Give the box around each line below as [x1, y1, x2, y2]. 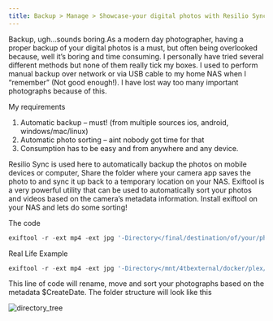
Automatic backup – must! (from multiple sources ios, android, [19, 117, 229, 127]
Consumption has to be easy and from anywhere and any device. [19, 143, 239, 153]
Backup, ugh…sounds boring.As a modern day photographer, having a [8, 34, 244, 44]
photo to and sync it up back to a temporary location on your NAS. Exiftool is [8, 176, 265, 186]
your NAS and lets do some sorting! [8, 202, 128, 212]
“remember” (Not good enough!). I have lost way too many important [8, 77, 239, 87]
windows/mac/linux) [19, 126, 89, 136]
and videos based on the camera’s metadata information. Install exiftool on [8, 193, 258, 203]
